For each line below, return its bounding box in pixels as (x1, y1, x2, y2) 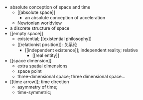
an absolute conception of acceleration (24, 15, 106, 20)
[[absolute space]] (17, 9, 56, 15)
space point (17, 68, 42, 74)
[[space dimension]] (9, 58, 52, 63)
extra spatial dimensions (17, 63, 68, 69)
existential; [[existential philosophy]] (17, 36, 92, 42)
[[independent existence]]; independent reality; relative (24, 47, 139, 53)
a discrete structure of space (9, 25, 70, 31)
